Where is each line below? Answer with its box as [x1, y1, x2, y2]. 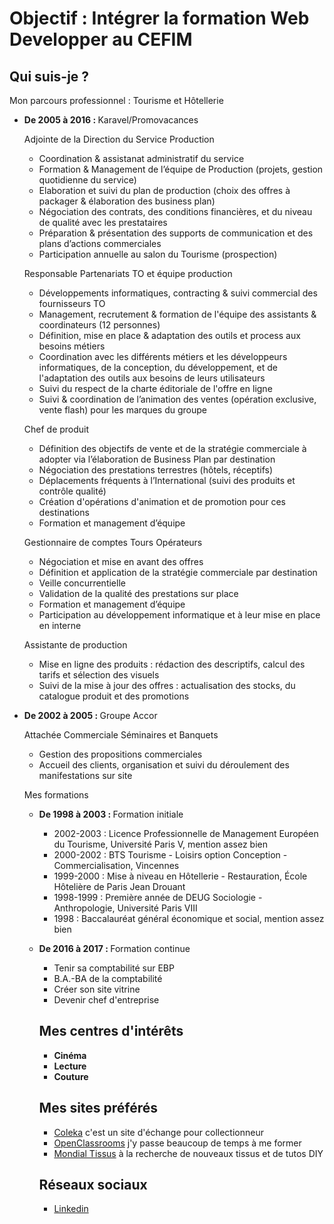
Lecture [53, 1060, 87, 1072]
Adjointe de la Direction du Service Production [23, 133, 215, 145]
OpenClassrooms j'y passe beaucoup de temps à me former [53, 1137, 302, 1149]
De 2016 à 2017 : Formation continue [38, 943, 191, 954]
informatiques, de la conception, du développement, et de [38, 362, 279, 373]
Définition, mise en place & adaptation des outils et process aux [38, 330, 301, 341]
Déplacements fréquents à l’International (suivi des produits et [38, 475, 296, 486]
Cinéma [53, 1049, 87, 1061]
